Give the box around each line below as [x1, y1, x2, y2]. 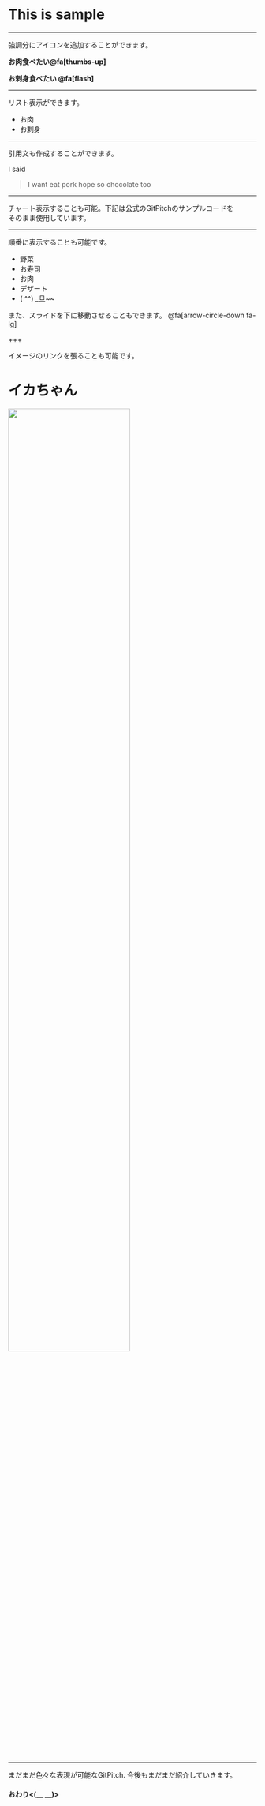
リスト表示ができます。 [8, 97, 84, 107]
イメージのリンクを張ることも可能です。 [8, 350, 140, 360]
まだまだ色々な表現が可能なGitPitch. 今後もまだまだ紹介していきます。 [8, 1770, 237, 1779]
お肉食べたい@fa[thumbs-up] [8, 57, 106, 66]
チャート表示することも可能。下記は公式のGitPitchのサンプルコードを [8, 203, 234, 212]
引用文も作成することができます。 [8, 148, 118, 158]
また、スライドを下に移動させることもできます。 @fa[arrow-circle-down [8, 310, 244, 320]
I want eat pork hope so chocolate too [27, 179, 151, 189]
